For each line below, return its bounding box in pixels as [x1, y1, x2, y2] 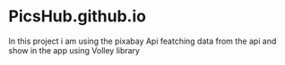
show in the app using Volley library [8, 45, 141, 55]
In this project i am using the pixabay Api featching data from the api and [8, 36, 277, 46]
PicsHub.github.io [8, 6, 147, 27]
